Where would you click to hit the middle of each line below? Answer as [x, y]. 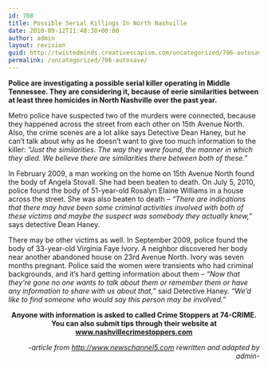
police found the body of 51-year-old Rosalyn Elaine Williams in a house [126, 190]
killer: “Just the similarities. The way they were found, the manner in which [131, 150]
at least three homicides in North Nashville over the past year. [113, 100]
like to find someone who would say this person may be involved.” [117, 299]
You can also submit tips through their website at [134, 323]
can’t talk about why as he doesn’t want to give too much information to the [132, 141]
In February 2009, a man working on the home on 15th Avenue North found [132, 174]
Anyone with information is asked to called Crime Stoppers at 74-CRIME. [134, 315]
